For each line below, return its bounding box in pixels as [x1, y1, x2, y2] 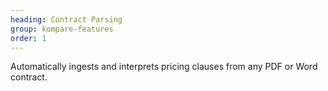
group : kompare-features [10, 24, 114, 34]
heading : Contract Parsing [10, 14, 123, 25]
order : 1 [10, 33, 47, 43]
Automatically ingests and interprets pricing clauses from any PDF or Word [10, 61, 318, 73]
